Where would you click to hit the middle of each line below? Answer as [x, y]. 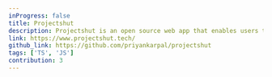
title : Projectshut [41, 23]
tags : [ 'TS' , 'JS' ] [41, 53]
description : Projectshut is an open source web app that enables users [134, 30]
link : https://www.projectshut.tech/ [72, 38]
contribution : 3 [36, 61]
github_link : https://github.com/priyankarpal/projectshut [110, 46]
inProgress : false [39, 16]
